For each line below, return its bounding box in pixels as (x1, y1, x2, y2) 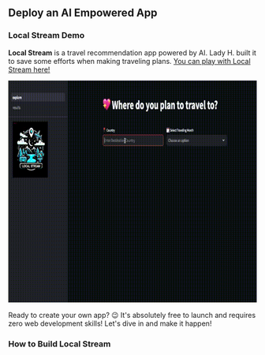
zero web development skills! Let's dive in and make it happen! (8, 319, 212, 328)
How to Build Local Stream (8, 338, 111, 349)
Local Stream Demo (8, 30, 85, 41)
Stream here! (8, 65, 50, 74)
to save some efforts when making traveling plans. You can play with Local (8, 56, 251, 65)
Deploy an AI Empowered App (8, 6, 158, 20)
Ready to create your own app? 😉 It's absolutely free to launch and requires (8, 310, 256, 319)
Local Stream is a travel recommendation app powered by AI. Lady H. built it (8, 47, 256, 58)
